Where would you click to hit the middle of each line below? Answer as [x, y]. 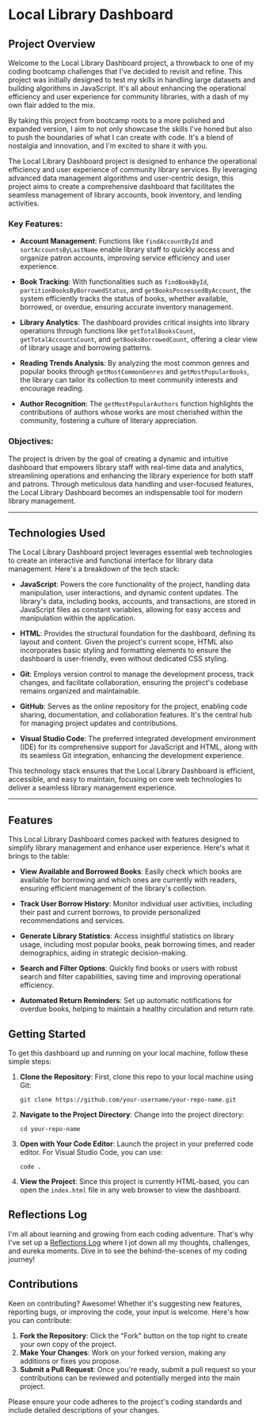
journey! [22, 1259]
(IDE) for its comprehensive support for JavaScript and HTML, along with [139, 747]
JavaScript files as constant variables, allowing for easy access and [130, 610]
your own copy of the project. [68, 1344]
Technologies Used [57, 533]
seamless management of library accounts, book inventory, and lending [125, 195]
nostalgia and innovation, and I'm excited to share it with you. [108, 146]
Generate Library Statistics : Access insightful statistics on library [127, 936]
